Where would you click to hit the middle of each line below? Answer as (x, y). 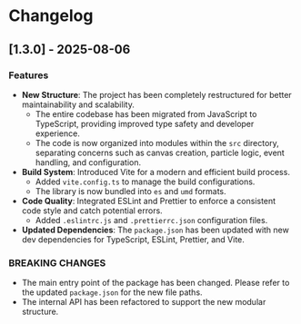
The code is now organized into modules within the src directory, (157, 142)
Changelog (51, 16)
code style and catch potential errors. (92, 211)
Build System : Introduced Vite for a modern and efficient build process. (156, 172)
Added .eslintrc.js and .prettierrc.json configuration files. (151, 220)
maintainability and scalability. (78, 104)
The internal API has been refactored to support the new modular (144, 302)
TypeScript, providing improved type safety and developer (145, 123)
